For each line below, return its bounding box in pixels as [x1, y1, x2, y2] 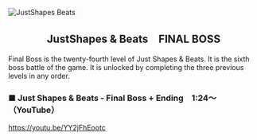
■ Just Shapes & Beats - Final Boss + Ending [8, 92, 185, 103]
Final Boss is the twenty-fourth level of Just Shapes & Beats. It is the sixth [8, 54, 250, 64]
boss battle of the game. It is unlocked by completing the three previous [8, 62, 244, 72]
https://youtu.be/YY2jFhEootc [8, 123, 106, 133]
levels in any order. [8, 71, 70, 80]
